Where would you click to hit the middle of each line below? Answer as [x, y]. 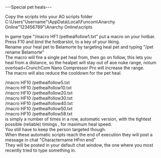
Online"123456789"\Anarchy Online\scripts [49, 27]
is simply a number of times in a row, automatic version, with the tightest [78, 119]
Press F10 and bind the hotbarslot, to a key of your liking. [63, 42]
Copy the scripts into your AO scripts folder [49, 16]
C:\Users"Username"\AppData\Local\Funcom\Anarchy [60, 22]
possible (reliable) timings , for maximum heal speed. [58, 124]
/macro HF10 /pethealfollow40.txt [39, 103]
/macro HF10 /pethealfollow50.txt [39, 108]
